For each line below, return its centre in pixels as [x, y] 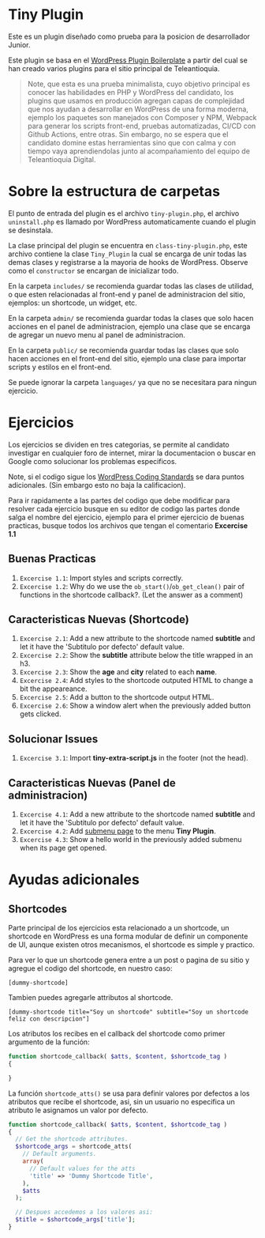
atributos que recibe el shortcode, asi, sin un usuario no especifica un [121, 1101]
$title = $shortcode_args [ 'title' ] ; [75, 1220]
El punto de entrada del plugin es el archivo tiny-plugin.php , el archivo [124, 213]
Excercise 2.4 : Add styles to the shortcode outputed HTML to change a [136, 681]
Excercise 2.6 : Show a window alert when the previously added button [135, 706]
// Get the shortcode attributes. [72, 1139]
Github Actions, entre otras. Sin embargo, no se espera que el [128, 134]
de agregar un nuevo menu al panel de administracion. [97, 334]
